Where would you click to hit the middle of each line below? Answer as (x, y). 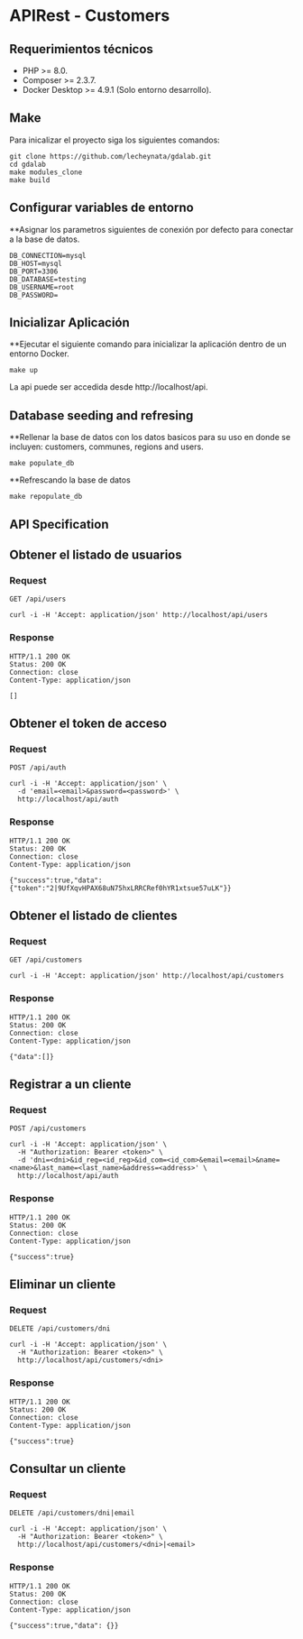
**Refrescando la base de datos (70, 480)
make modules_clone (46, 172)
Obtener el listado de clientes (93, 916)
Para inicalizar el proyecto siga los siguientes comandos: (115, 140)
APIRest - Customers (90, 16)
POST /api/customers (48, 1128)
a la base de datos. (45, 239)
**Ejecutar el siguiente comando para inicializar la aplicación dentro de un (148, 345)
